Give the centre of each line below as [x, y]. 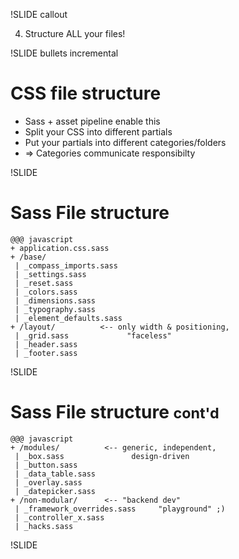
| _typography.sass [55, 309]
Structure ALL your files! [75, 33]
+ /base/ [28, 257]
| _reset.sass [44, 283]
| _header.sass [46, 344]
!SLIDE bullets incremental [64, 53]
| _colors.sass [46, 292]
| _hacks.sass [44, 526]
